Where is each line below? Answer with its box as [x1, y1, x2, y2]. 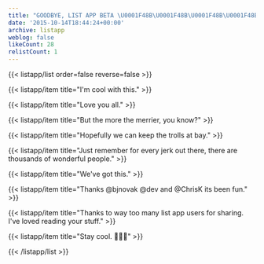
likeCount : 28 [8, 41, 55, 49]
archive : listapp [8, 26, 65, 34]
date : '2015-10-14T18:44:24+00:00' [8, 19, 125, 27]
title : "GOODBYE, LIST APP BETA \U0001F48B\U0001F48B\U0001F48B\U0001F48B [8, 11, 258, 20]
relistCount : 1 [8, 48, 58, 56]
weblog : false [8, 33, 55, 42]
